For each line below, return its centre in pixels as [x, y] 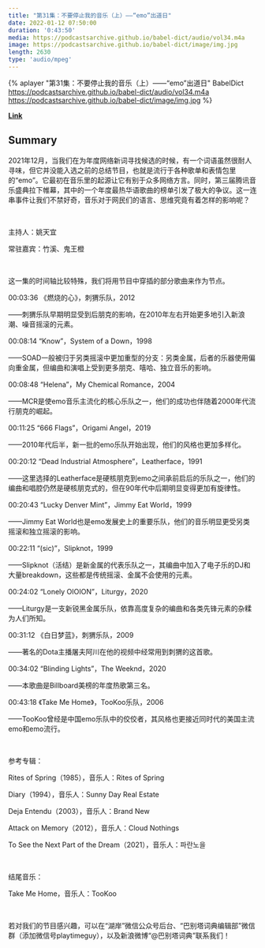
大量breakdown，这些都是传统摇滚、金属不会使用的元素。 [103, 575]
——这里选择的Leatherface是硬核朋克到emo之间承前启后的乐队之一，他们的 [132, 478]
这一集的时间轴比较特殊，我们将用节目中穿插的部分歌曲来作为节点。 [119, 280]
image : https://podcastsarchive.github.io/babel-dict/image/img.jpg [123, 45]
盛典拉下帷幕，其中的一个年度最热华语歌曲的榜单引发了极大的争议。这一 [132, 189]
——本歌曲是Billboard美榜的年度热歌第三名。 [81, 685]
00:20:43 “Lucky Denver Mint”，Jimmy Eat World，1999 [100, 504]
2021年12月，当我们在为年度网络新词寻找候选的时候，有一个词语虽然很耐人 [130, 160]
